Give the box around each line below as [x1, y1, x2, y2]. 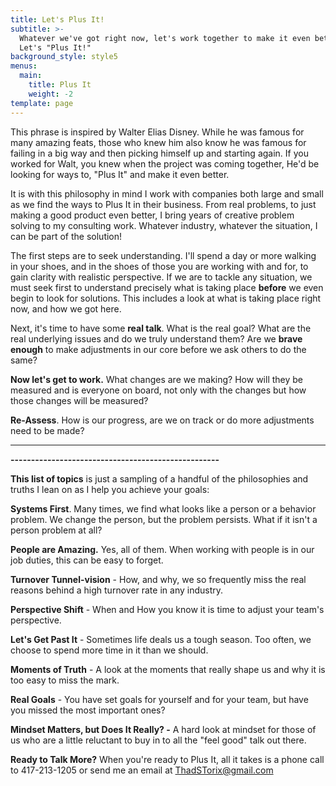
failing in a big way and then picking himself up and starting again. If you [10, 147, 309, 159]
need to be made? [10, 424, 85, 436]
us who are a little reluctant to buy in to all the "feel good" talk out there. [10, 734, 307, 746]
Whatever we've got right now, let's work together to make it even [19, 33, 311, 43]
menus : [10, 61, 38, 71]
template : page [10, 98, 74, 108]
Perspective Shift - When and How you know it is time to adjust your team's [10, 603, 325, 615]
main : [19, 71, 43, 81]
